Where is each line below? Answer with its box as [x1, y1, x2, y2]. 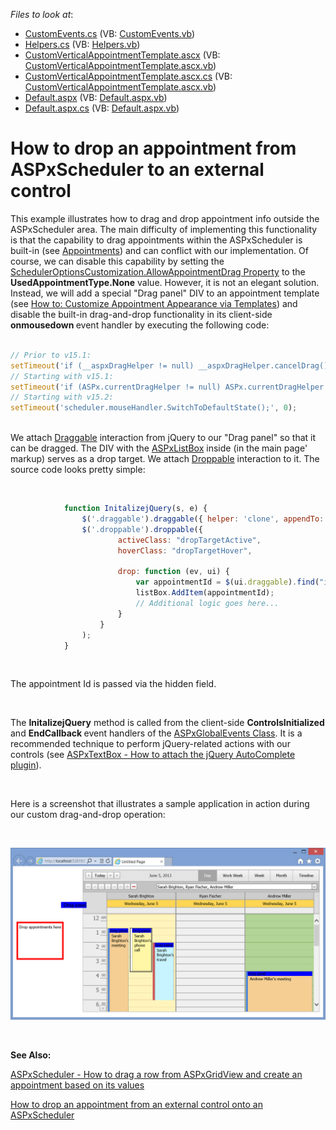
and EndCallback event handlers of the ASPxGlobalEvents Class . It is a [10, 727, 303, 739]
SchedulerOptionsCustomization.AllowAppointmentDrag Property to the [10, 265, 306, 278]
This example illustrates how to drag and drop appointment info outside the [10, 212, 320, 224]
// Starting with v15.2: [10, 392, 114, 403]
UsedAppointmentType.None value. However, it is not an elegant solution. [10, 276, 320, 288]
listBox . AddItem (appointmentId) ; [135, 588, 275, 598]
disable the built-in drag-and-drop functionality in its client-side [10, 308, 273, 320]
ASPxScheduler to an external [10, 159, 265, 181]
